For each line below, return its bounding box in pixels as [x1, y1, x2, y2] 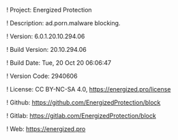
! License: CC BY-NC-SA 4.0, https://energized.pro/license [6, 85, 171, 93]
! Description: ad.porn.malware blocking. [6, 19, 121, 27]
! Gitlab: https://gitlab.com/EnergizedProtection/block [6, 112, 156, 120]
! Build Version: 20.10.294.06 [6, 46, 87, 53]
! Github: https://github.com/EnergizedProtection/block [6, 98, 161, 107]
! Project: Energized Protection [6, 6, 93, 14]
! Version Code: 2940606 [6, 72, 78, 80]
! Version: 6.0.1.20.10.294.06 [6, 32, 85, 40]
